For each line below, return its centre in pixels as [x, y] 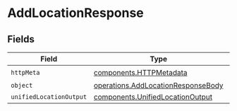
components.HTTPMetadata [140, 72]
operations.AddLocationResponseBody [158, 85]
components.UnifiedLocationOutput [153, 97]
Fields [21, 39]
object [22, 85]
